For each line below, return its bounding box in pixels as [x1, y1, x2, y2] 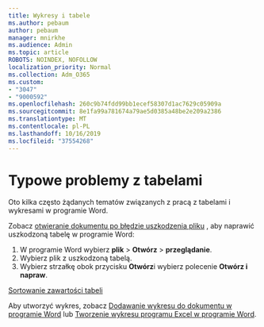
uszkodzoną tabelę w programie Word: [8, 229, 135, 239]
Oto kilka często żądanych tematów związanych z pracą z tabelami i [8, 198, 231, 207]
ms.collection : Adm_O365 [8, 71, 90, 79]
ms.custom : [8, 78, 44, 86]
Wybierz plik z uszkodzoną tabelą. [19, 253, 132, 263]
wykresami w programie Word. [8, 206, 109, 215]
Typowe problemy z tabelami [8, 171, 203, 189]
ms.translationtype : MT [8, 115, 87, 123]
